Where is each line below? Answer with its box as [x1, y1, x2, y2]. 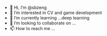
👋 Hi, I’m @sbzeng [9, 5, 47, 10]
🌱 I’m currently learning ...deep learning [9, 15, 89, 20]
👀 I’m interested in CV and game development [9, 10, 102, 16]
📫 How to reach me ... [9, 26, 55, 31]
